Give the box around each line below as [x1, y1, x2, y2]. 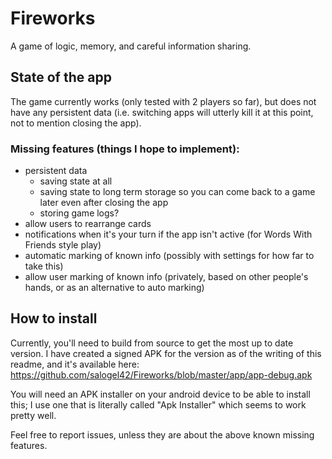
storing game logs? [39, 207, 120, 219]
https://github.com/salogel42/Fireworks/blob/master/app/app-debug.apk [10, 368, 313, 381]
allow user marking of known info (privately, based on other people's [24, 271, 309, 283]
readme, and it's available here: [10, 358, 140, 370]
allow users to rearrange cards [24, 218, 152, 230]
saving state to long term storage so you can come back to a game [39, 186, 316, 198]
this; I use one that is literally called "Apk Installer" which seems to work [10, 398, 307, 411]
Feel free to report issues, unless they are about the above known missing [10, 428, 315, 441]
